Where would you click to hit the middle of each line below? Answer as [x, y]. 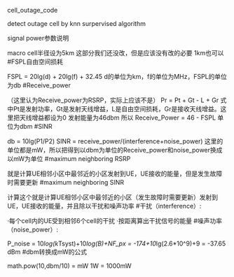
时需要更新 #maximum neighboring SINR [66, 182]
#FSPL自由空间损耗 [35, 62]
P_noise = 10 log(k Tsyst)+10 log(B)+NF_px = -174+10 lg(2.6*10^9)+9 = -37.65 [117, 243]
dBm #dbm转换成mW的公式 [47, 252]
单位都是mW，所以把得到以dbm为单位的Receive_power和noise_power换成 [115, 150]
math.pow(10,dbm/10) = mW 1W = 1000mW [69, 266]
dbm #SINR [36, 126]
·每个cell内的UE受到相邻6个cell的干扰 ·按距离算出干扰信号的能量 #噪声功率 [115, 221]
